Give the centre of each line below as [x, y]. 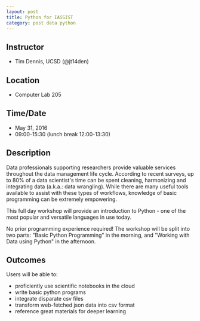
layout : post [22, 12]
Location [23, 80]
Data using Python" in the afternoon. [51, 241]
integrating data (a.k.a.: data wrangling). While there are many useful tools [97, 187]
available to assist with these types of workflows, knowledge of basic [92, 192]
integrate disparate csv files [49, 299]
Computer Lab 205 [38, 94]
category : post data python [41, 23]
